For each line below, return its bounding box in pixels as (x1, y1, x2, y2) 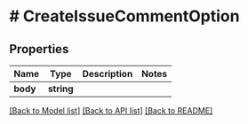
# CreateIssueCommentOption (9, 6, 240, 27)
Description (82, 68, 133, 80)
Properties (9, 42, 69, 57)
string (47, 82, 74, 95)
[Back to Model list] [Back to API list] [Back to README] (9, 105, 213, 116)
